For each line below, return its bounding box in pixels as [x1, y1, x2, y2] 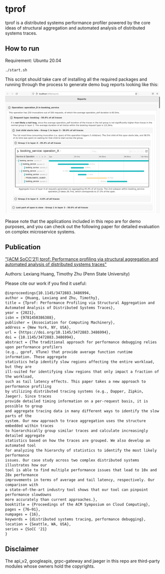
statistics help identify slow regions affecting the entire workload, [5, 359, 155, 364]
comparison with [5, 482, 38, 487]
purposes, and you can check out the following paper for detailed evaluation [5, 223, 160, 229]
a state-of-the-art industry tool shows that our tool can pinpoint [5, 487, 148, 492]
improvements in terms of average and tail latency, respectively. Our [5, 477, 155, 483]
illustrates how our [5, 462, 48, 468]
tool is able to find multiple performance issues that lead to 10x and [5, 467, 157, 473]
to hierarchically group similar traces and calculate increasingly [5, 428, 148, 433]
